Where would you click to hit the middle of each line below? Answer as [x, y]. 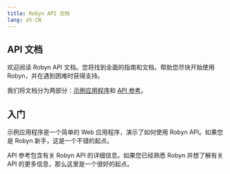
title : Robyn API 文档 [39, 13]
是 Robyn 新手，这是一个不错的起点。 [60, 141]
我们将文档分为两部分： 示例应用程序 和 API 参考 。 [77, 91]
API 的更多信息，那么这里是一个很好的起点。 [70, 164]
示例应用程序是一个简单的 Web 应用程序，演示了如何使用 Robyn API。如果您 [115, 132]
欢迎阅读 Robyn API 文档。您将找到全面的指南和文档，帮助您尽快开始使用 [111, 67]
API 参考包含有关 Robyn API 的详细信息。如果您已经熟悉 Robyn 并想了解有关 [115, 155]
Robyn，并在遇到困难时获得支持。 [55, 76]
